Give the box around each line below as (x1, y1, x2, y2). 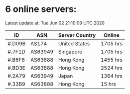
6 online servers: (5, 3, 77, 15)
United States (58, 40, 90, 47)
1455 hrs (100, 56, 123, 63)
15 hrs (100, 81, 116, 88)
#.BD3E (7, 64, 26, 71)
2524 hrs (100, 64, 123, 71)
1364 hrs (100, 72, 123, 79)
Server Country (58, 31, 96, 38)
